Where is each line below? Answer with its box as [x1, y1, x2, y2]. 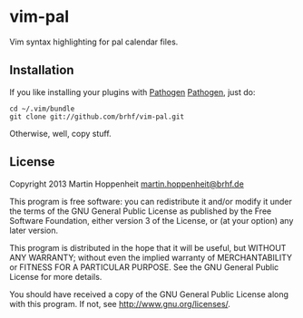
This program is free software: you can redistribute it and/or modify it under [9, 196, 292, 207]
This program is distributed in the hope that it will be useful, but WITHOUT [9, 242, 287, 253]
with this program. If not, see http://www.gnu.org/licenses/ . [9, 298, 231, 309]
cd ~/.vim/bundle [9, 104, 75, 113]
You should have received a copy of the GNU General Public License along [9, 288, 288, 300]
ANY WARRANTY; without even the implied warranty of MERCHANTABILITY [9, 252, 293, 263]
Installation [9, 63, 74, 78]
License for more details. [9, 271, 103, 282]
